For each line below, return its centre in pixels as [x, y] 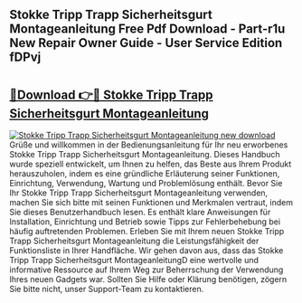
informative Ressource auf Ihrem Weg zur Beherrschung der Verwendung [146, 270]
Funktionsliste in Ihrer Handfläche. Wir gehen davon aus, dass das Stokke [146, 251]
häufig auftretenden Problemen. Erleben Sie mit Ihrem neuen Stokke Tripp [147, 231]
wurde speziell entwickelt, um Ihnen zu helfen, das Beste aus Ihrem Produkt [151, 164]
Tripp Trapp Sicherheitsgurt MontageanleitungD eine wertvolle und [134, 260]
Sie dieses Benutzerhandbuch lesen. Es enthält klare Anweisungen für [140, 212]
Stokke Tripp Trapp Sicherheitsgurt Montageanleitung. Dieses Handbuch [145, 154]
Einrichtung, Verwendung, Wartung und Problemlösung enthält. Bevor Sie [146, 183]
